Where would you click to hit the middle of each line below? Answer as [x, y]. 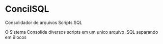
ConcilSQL [27, 9]
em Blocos [16, 37]
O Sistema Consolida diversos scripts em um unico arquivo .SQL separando [81, 32]
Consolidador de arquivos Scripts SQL [44, 22]
